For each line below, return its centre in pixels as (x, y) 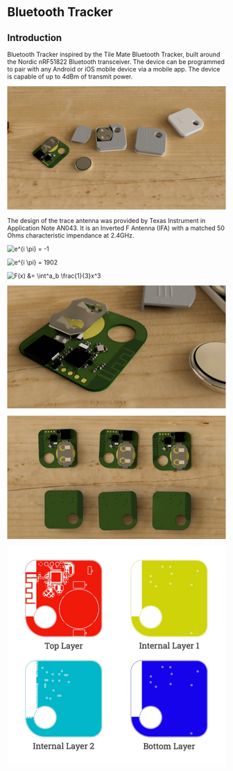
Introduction (35, 38)
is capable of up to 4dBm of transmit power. (70, 76)
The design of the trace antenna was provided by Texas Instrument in (106, 220)
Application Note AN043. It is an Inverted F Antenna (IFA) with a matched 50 (116, 228)
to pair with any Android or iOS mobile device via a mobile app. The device (114, 69)
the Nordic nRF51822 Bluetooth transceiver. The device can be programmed (116, 62)
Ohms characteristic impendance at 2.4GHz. (71, 235)
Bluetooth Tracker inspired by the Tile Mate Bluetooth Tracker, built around (114, 54)
